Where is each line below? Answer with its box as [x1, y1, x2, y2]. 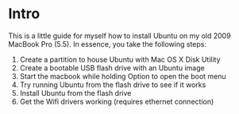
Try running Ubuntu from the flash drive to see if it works [19, 80, 206, 89]
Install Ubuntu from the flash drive [19, 88, 132, 97]
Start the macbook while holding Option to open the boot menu [19, 71, 226, 81]
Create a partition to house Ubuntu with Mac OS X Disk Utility [19, 55, 221, 64]
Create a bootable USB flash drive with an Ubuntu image [19, 63, 205, 72]
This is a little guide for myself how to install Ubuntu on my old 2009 [8, 31, 232, 40]
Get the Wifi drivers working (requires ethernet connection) [19, 97, 214, 106]
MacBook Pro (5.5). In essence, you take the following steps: [8, 39, 206, 48]
